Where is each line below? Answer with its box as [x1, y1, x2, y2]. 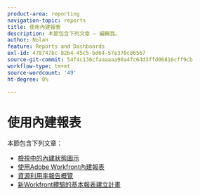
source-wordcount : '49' [7, 69, 77, 76]
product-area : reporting [7, 10, 80, 18]
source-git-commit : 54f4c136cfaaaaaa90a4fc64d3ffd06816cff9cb [7, 56, 193, 63]
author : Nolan [7, 37, 49, 44]
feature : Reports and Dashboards [7, 43, 105, 50]
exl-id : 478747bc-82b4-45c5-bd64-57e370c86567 [7, 50, 146, 57]
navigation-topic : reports [7, 17, 86, 24]
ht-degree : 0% [7, 75, 49, 83]
